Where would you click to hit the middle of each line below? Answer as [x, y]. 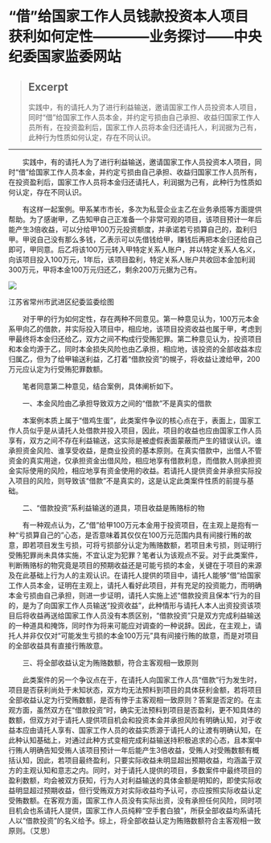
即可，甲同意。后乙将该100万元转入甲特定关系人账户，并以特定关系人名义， [134, 249]
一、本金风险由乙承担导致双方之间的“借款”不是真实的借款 [117, 403]
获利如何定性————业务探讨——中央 [135, 37]
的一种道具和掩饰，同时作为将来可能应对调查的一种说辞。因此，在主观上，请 [135, 625]
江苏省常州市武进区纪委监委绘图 [61, 302]
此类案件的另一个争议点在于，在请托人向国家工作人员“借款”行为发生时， [142, 680]
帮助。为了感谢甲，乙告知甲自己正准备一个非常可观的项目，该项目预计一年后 [135, 219]
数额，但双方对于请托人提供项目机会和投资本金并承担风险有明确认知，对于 [131, 720]
